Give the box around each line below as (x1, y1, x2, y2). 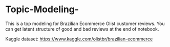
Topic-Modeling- (5, 4, 79, 15)
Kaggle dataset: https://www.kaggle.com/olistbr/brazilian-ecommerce (5, 36, 153, 42)
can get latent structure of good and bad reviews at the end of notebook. (5, 26, 159, 32)
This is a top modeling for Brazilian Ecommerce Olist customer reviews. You (5, 20, 165, 27)
